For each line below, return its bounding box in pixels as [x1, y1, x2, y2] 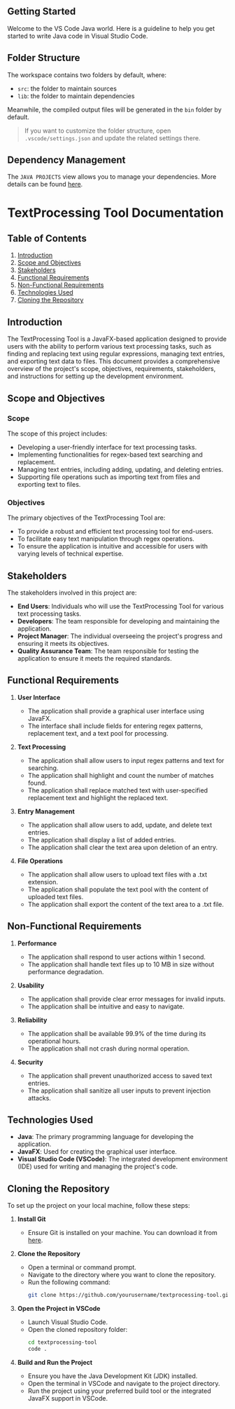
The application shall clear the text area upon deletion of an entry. [27, 843, 218, 851]
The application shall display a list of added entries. [27, 835, 176, 844]
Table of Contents [7, 233, 87, 245]
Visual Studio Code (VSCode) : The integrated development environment [17, 1155, 228, 1164]
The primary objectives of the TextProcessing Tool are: [7, 513, 166, 522]
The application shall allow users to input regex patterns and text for [27, 756, 225, 764]
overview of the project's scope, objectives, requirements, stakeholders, [7, 365, 216, 373]
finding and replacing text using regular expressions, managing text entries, [7, 350, 225, 358]
